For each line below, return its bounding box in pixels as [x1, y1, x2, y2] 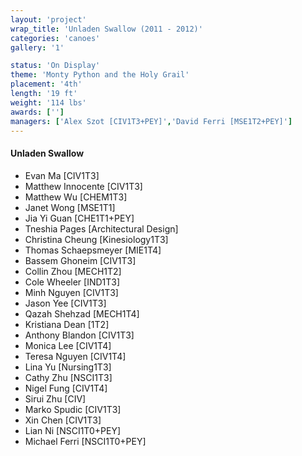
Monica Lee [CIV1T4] [24, 339, 112, 351]
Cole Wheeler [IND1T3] [24, 276, 121, 288]
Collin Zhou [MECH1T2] [24, 265, 122, 277]
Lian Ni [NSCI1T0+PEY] [24, 424, 121, 436]
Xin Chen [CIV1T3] [24, 414, 102, 426]
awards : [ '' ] [10, 107, 65, 117]
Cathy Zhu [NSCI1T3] [24, 371, 113, 383]
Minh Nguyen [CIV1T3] [24, 286, 119, 298]
